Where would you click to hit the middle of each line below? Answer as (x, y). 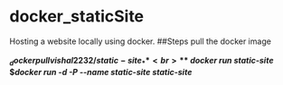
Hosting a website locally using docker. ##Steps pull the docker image (140, 41)
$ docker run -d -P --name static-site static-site (101, 72)
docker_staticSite (77, 17)
